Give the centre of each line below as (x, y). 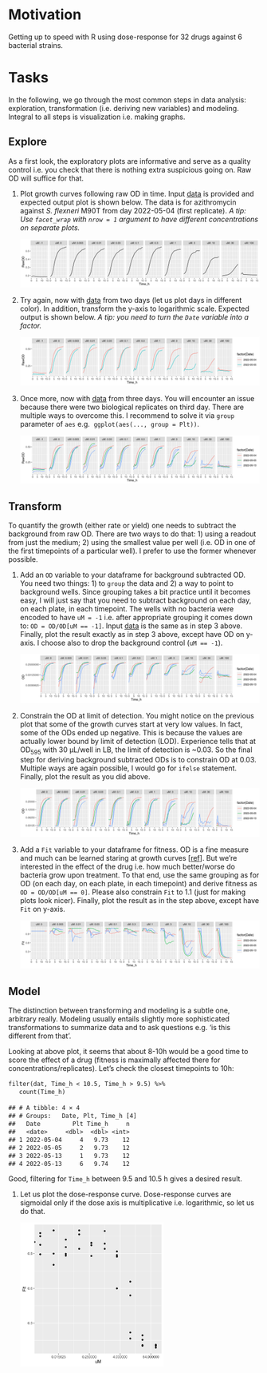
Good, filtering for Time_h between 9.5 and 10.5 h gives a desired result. (126, 1179)
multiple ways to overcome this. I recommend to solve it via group (127, 415)
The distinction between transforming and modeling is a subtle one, (119, 1011)
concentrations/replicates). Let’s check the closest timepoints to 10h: (121, 1069)
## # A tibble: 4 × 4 (44, 1108)
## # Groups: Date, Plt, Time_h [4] (73, 1116)
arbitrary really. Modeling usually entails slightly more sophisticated (119, 1019)
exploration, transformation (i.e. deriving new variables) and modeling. (124, 108)
